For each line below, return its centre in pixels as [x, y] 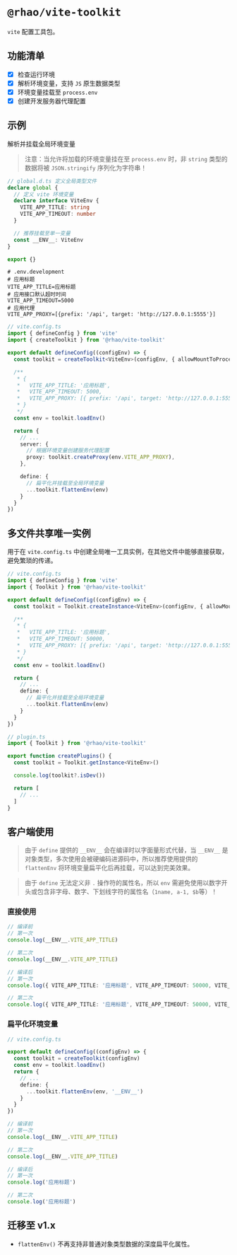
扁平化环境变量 [33, 1024]
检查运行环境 [36, 74]
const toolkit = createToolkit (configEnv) [77, 1059]
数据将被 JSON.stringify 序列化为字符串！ [85, 168]
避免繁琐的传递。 [32, 560]
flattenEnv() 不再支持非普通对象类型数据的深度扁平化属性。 [105, 1244]
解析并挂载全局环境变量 [41, 144]
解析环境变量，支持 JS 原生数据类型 [69, 83]
